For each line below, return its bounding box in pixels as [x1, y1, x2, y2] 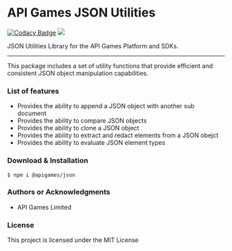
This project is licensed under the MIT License [7, 236, 139, 244]
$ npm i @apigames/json [7, 171, 76, 179]
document [17, 109, 47, 118]
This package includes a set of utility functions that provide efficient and [7, 61, 213, 70]
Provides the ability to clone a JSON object [17, 124, 139, 132]
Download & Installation [7, 156, 88, 165]
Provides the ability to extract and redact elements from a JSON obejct [17, 131, 219, 139]
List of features [7, 86, 60, 96]
